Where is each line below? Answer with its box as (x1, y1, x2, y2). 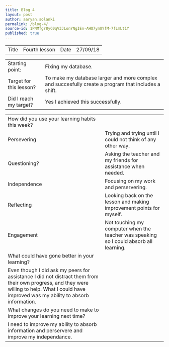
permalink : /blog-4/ (5, 21, 49, 27)
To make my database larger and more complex (45, 74, 157, 81)
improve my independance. (8, 333, 72, 340)
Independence (8, 181, 42, 188)
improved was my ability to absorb (8, 292, 89, 299)
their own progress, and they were (8, 280, 89, 286)
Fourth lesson (23, 46, 55, 53)
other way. (105, 142, 130, 149)
